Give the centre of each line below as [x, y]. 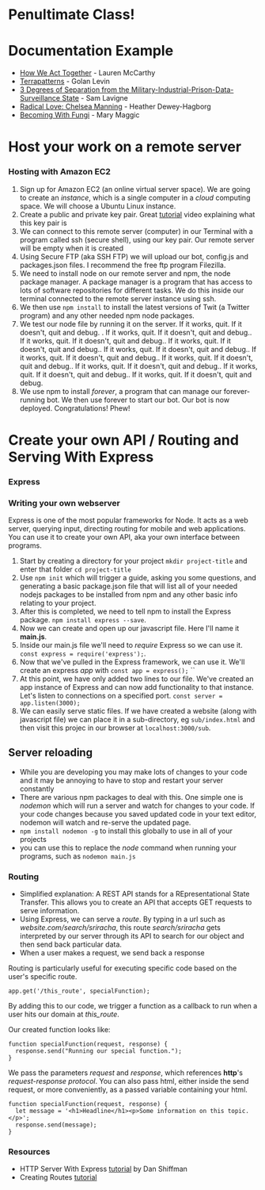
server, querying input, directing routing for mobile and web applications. [127, 529]
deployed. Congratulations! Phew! [75, 408]
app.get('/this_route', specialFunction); [79, 991]
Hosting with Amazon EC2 [59, 172]
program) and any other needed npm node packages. [107, 316]
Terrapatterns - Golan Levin [65, 82]
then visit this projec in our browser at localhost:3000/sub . [115, 728]
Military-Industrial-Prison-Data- [182, 90]
